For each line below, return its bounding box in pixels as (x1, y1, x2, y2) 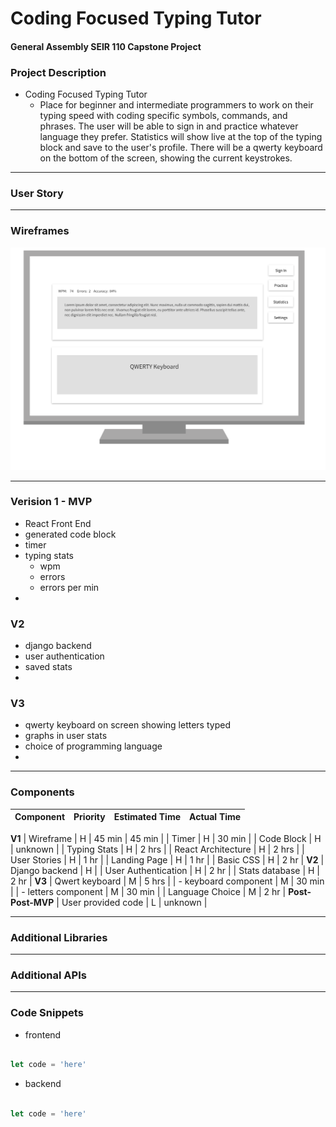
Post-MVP (10, 896, 55, 908)
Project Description (10, 65, 107, 79)
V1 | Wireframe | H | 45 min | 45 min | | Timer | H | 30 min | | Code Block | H (10, 832, 322, 844)
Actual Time (189, 811, 242, 823)
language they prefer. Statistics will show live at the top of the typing (39, 131, 323, 143)
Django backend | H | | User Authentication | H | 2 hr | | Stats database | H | (10, 864, 321, 876)
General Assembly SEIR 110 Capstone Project (10, 40, 202, 52)
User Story (10, 187, 64, 200)
